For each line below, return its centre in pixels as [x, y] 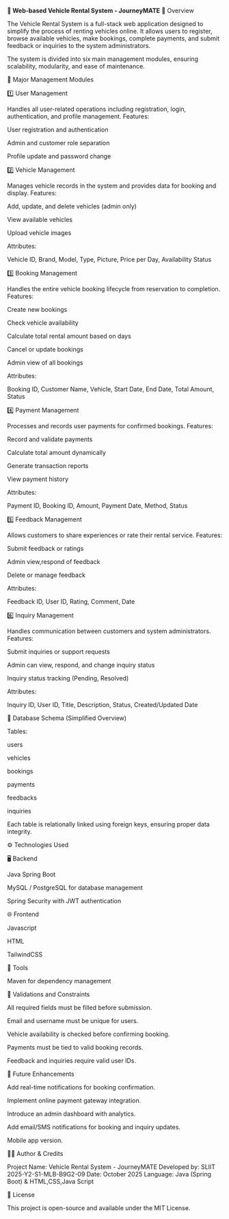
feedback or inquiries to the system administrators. [79, 46]
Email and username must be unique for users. [73, 1021]
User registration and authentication [58, 130]
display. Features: [32, 193]
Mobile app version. [35, 1140]
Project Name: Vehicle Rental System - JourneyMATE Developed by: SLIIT [111, 1167]
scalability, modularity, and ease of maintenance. [76, 66]
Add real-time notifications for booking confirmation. [81, 1087]
